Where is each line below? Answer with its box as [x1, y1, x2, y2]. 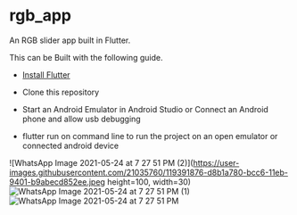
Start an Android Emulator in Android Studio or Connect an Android [21, 103, 269, 114]
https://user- [193, 157, 240, 168]
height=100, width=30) [106, 176, 192, 187]
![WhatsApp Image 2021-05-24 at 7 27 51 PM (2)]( [9, 157, 194, 168]
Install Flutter [21, 69, 70, 80]
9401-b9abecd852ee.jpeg [9, 176, 105, 187]
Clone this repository [21, 87, 100, 97]
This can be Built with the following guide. [9, 52, 163, 62]
